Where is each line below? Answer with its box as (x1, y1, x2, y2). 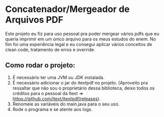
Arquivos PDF (5, 14, 64, 25)
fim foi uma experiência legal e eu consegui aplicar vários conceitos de (5, 41, 152, 47)
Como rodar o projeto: (5, 61, 75, 69)
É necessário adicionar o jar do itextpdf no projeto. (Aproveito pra (12, 79, 148, 85)
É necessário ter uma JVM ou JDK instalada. (12, 74, 105, 80)
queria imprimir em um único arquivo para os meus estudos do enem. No (5, 36, 156, 42)
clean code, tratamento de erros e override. (5, 46, 95, 52)
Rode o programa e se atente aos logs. (12, 106, 93, 112)
